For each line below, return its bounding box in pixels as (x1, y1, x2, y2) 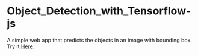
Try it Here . (7, 43, 35, 50)
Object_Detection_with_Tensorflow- (7, 4, 191, 18)
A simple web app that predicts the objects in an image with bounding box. (7, 36, 192, 43)
